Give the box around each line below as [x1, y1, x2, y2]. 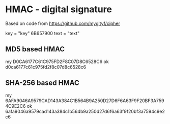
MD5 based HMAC [5, 45, 65, 54]
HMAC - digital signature [5, 4, 112, 15]
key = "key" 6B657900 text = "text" [5, 30, 80, 36]
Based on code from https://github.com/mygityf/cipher [5, 20, 121, 26]
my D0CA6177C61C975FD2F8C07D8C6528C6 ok [5, 58, 109, 65]
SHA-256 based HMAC [5, 79, 80, 87]
